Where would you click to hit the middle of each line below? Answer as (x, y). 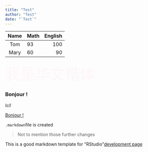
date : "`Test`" (21, 19)
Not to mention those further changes (56, 134)
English (53, 36)
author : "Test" (21, 14)
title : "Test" (20, 10)
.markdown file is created (29, 124)
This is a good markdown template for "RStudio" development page (74, 144)
